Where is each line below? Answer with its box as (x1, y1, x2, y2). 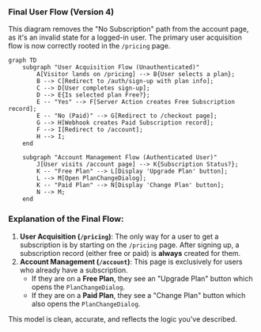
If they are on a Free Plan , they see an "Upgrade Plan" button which (31, 273, 253, 283)
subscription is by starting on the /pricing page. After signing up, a (19, 240, 240, 250)
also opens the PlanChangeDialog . (31, 299, 141, 308)
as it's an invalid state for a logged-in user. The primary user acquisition (8, 32, 243, 42)
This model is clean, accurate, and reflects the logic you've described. (8, 314, 237, 323)
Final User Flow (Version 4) (8, 6, 115, 17)
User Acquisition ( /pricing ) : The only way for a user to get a (19, 231, 219, 241)
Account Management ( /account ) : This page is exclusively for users (19, 257, 243, 266)
